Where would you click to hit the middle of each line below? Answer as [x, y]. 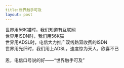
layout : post [19, 15]
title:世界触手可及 [24, 10]
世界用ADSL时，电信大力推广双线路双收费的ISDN [56, 42]
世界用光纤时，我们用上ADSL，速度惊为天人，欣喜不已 [62, 48]
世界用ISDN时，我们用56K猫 [35, 36]
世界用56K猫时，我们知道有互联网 [40, 29]
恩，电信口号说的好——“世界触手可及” [45, 60]
